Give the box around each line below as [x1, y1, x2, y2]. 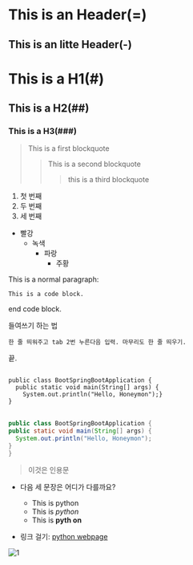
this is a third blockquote [67, 175, 150, 185]
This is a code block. [8, 291, 84, 299]
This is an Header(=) [8, 6, 147, 24]
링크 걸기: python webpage [19, 531, 108, 541]
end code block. [8, 304, 62, 314]
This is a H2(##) [8, 102, 90, 116]
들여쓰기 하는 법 [8, 321, 58, 331]
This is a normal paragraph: [8, 274, 99, 284]
